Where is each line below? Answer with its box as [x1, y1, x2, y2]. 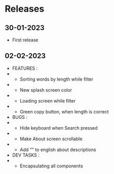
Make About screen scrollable [19, 136, 82, 142]
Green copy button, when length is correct [19, 108, 109, 115]
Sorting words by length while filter [19, 76, 94, 82]
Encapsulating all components [19, 163, 83, 169]
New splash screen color [19, 87, 72, 93]
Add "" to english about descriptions [19, 146, 96, 153]
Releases [5, 3, 44, 15]
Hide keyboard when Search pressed [19, 125, 98, 131]
